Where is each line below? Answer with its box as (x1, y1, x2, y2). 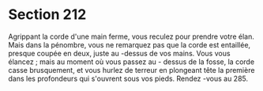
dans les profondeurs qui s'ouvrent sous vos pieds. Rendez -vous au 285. (8, 74, 249, 83)
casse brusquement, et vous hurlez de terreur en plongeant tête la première (8, 65, 255, 74)
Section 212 (8, 6, 87, 24)
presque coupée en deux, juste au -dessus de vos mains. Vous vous (8, 48, 231, 58)
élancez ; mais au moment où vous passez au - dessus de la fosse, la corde (8, 57, 255, 66)
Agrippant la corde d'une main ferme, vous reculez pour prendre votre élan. (8, 32, 254, 41)
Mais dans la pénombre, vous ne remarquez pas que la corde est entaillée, (8, 40, 251, 49)
